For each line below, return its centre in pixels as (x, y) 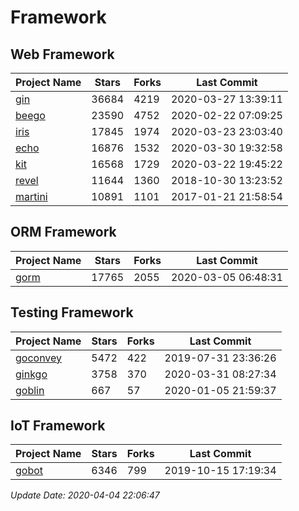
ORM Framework (63, 232)
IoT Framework (58, 426)
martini (31, 196)
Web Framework (62, 54)
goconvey (39, 358)
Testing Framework (72, 312)
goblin (30, 390)
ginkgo (31, 374)
